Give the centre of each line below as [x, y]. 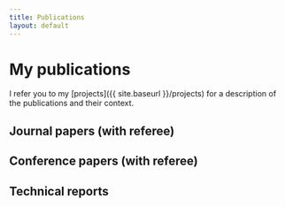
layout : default [39, 26]
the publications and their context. [72, 103]
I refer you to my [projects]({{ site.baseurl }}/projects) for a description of [143, 94]
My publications [70, 69]
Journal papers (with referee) [92, 130]
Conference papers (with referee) [104, 161]
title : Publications [47, 17]
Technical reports [59, 191]
